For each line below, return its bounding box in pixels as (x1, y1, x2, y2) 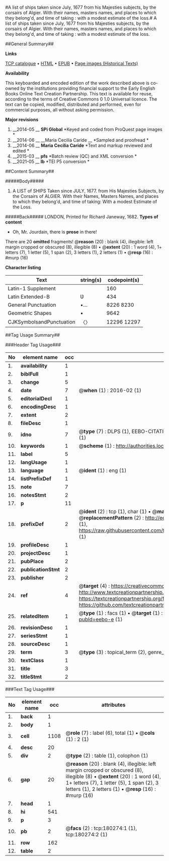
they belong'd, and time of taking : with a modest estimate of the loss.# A (5, 15, 157, 21)
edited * (12, 148, 30, 153)
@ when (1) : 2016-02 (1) (78, 387, 142, 394)
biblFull (21, 370, 39, 378)
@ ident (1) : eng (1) (78, 467, 127, 474)
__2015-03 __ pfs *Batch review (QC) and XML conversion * (12, 153, 137, 159)
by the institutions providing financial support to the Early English (20, 85, 155, 91)
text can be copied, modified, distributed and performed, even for (5, 101, 142, 107)
